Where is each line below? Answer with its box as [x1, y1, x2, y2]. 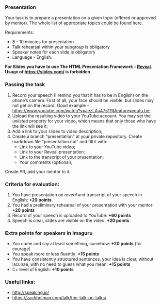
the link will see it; [12, 123, 48, 129]
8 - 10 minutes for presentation [12, 39, 74, 45]
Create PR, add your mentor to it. [5, 169, 71, 174]
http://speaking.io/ [12, 289, 49, 295]
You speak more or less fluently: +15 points [12, 251, 99, 257]
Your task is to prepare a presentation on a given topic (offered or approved [5, 15, 156, 21]
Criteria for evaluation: [5, 181, 60, 187]
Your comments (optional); [19, 159, 73, 165]
